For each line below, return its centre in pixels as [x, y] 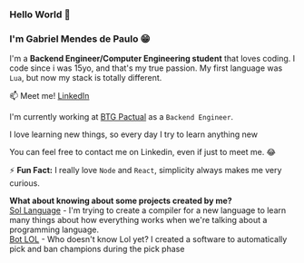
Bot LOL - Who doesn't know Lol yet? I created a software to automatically [148, 239]
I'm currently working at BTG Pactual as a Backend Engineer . [122, 117]
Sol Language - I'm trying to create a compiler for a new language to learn [148, 210]
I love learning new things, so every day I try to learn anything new [134, 134]
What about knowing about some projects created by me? [121, 201]
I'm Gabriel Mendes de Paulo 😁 [80, 38]
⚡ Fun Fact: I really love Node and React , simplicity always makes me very [146, 170]
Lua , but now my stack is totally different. [86, 78]
